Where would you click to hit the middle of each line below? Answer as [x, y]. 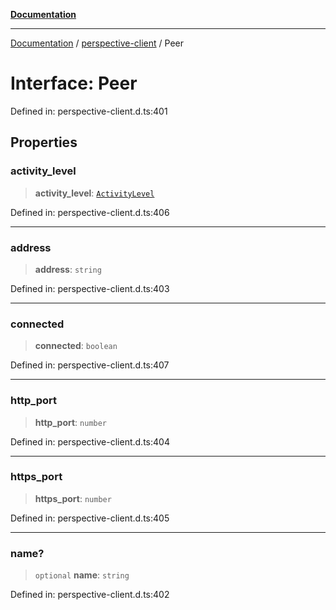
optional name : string [82, 575]
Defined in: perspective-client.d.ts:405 [90, 518]
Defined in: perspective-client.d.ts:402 [90, 595]
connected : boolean [76, 346]
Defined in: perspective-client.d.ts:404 [90, 441]
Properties [44, 142]
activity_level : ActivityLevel [94, 193]
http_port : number [71, 422]
